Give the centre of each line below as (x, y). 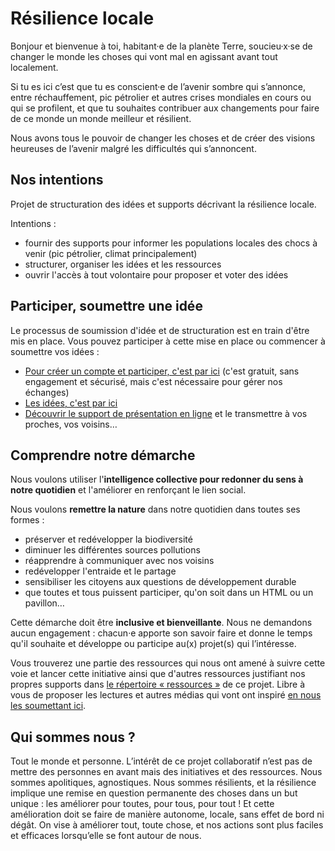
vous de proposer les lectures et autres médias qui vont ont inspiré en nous (166, 695)
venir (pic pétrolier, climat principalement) (111, 253)
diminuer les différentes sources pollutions (112, 550)
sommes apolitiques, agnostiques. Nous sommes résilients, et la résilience (163, 783)
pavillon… (44, 603)
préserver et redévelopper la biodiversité (108, 539)
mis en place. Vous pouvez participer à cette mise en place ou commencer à (168, 341)
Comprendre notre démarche (103, 455)
